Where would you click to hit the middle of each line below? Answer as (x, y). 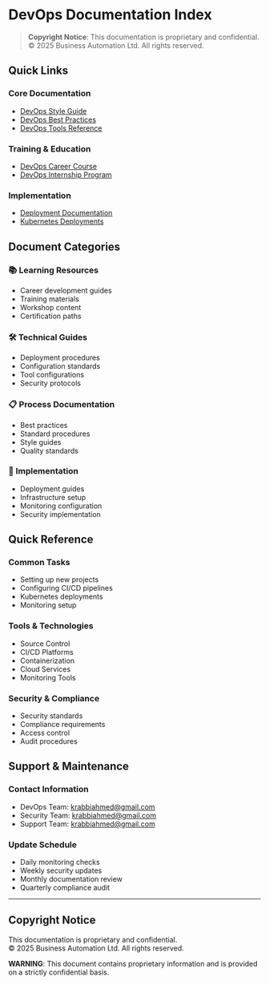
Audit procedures (48, 741)
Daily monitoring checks (60, 862)
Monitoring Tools (48, 677)
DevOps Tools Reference (61, 128)
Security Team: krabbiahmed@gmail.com (88, 815)
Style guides (40, 442)
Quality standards (49, 450)
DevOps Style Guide (53, 111)
